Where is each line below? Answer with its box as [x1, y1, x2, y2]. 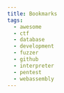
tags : [7, 17, 23, 24]
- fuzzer [13, 50, 39, 57]
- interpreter [13, 62, 54, 69]
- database [13, 36, 45, 43]
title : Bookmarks [7, 10, 58, 17]
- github [13, 56, 39, 63]
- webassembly [13, 75, 54, 83]
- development [13, 43, 54, 50]
